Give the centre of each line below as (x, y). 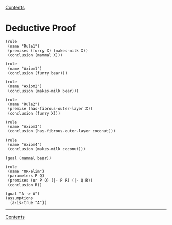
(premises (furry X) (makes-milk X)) (48, 51)
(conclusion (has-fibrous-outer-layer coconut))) (61, 131)
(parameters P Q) (26, 176)
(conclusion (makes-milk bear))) (43, 91)
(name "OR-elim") (26, 171)
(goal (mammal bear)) (28, 158)
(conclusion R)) (25, 185)
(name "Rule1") (24, 46)
